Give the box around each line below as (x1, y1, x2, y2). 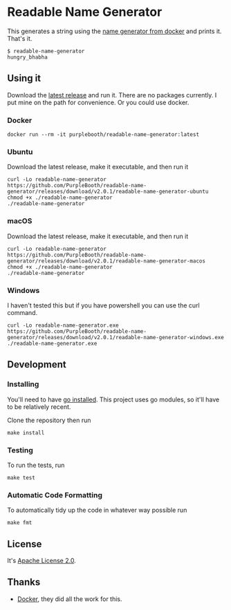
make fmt (7, 520, 33, 526)
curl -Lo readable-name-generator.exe (7, 322, 119, 329)
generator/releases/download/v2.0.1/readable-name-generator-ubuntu (7, 188, 209, 196)
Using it (7, 73, 41, 84)
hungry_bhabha (7, 53, 48, 61)
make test (7, 474, 36, 481)
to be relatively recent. (7, 402, 71, 411)
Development (7, 359, 67, 370)
